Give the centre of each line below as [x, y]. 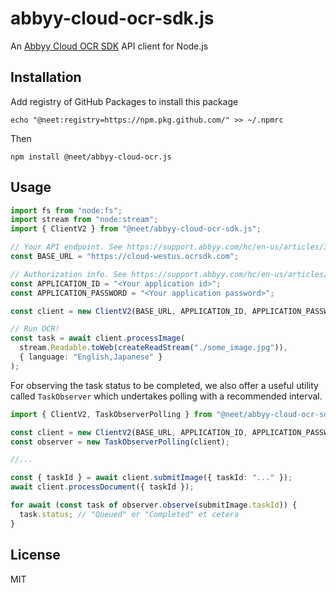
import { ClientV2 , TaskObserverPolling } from [111, 414]
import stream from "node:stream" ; [84, 220]
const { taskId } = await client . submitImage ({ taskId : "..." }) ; [151, 478]
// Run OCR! [35, 329]
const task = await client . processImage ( [98, 338]
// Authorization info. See [69, 274]
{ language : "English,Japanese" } [91, 357]
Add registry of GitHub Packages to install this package [124, 101]
